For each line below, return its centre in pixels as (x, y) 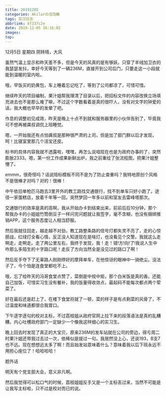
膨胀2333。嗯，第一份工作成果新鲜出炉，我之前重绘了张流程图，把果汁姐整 (82, 158)
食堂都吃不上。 (55, 266)
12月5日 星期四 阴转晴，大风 (34, 52)
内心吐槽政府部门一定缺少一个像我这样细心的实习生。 (68, 322)
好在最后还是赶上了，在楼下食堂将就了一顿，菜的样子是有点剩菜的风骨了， (81, 299)
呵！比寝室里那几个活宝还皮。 (35, 141)
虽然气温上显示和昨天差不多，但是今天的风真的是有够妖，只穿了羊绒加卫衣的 (83, 62)
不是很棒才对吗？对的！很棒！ (35, 180)
